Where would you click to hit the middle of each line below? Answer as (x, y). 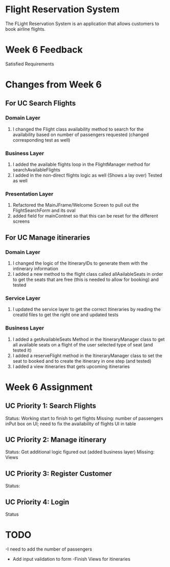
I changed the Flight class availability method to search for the (78, 129)
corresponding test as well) (41, 140)
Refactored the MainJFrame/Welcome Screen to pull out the (76, 205)
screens (21, 222)
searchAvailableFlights (36, 170)
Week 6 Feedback (44, 50)
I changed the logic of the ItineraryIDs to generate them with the (80, 263)
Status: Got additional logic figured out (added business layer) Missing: (80, 452)
